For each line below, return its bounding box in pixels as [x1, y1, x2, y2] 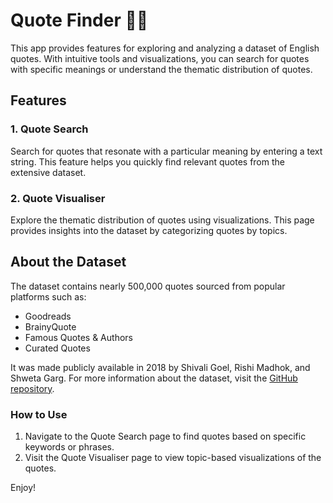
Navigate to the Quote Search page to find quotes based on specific [24, 430, 307, 443]
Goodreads [24, 310, 72, 322]
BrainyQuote [24, 320, 77, 333]
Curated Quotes [24, 342, 91, 354]
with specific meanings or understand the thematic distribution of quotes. [10, 63, 313, 75]
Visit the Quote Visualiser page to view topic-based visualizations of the [24, 452, 322, 464]
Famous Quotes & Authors [24, 331, 133, 343]
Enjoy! [10, 482, 37, 494]
